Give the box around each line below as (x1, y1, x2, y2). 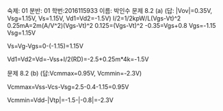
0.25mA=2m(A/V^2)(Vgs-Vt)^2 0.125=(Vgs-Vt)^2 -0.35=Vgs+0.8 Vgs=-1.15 (7, 22, 217, 29)
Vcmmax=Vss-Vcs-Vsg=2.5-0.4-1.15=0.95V (7, 83, 129, 91)
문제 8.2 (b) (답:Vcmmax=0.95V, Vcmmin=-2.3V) (7, 69, 142, 77)
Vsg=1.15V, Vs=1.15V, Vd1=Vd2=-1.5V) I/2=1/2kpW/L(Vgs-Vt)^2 (7, 14, 181, 22)
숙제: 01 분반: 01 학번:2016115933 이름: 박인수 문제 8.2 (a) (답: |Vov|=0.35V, (7, 7, 213, 14)
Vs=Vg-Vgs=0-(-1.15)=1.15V (7, 42, 84, 50)
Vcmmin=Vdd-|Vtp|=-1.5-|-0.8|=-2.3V (7, 96, 114, 104)
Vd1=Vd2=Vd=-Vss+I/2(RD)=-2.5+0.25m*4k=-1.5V (7, 55, 149, 63)
